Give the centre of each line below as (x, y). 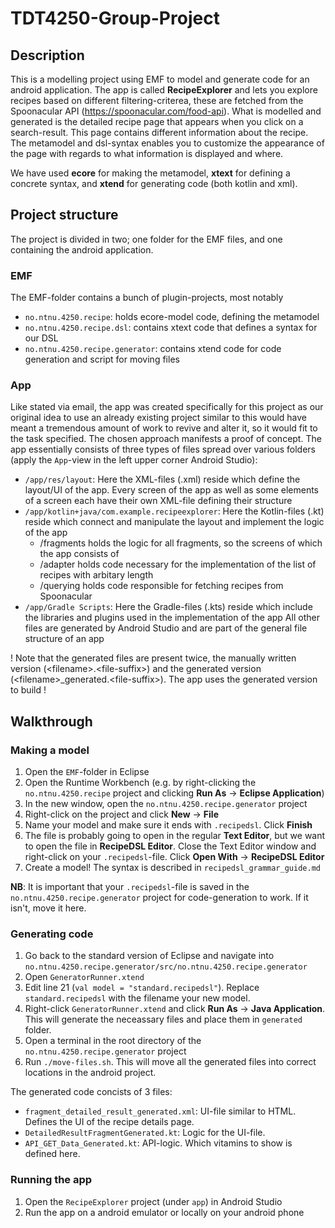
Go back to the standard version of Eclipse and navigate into (149, 956)
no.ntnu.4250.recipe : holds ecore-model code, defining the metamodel (172, 317)
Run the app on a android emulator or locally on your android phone (164, 1212)
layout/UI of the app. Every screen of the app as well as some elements (171, 490)
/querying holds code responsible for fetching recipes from (161, 586)
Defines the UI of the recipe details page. (109, 1122)
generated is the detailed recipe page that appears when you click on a (157, 121)
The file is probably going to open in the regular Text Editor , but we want (175, 836)
